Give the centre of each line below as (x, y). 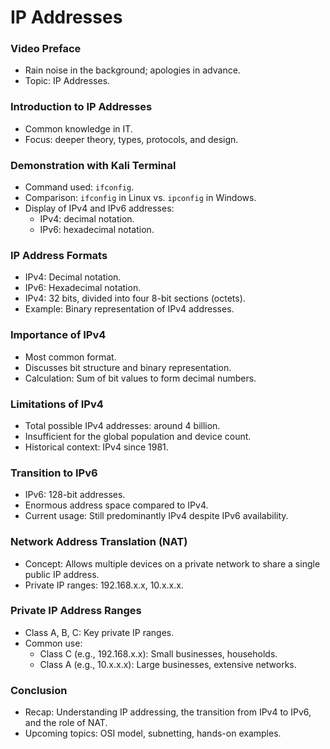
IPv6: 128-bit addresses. (75, 495)
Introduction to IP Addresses (81, 107)
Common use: (53, 643)
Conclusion (39, 690)
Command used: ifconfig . (79, 187)
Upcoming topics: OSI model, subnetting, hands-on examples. (153, 733)
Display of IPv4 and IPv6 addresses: (99, 208)
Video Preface (46, 49)
